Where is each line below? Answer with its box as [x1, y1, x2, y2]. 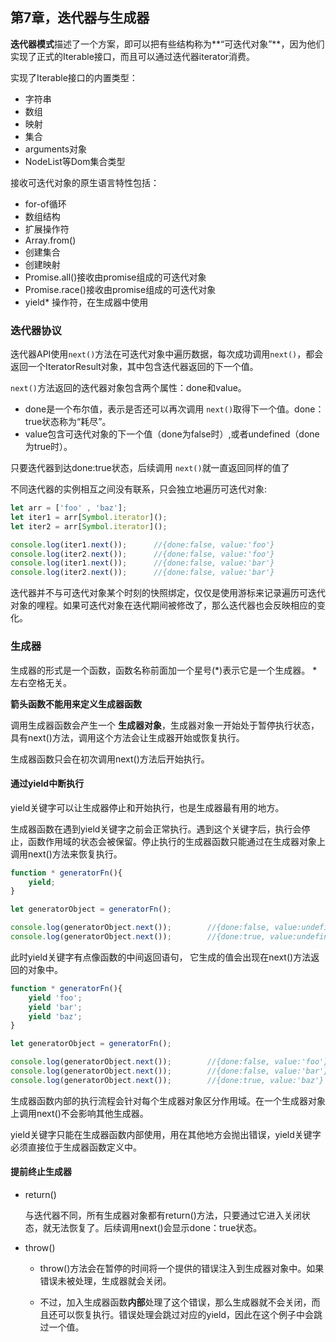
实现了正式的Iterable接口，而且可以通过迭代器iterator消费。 [10, 50, 256, 62]
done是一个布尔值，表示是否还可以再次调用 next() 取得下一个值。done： [24, 403, 325, 415]
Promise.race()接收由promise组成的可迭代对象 [24, 283, 217, 295]
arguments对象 [24, 143, 88, 155]
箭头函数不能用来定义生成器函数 [10, 698, 142, 710]
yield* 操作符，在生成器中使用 [24, 296, 149, 308]
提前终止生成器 [10, 1166, 72, 1178]
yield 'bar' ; [28, 1002, 83, 1012]
